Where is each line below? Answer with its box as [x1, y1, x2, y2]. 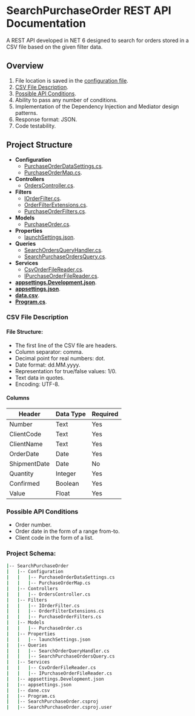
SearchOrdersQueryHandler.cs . [24, 246, 103, 253]
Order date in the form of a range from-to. [15, 528, 120, 535]
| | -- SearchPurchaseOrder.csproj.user [6, 704, 113, 711]
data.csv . [15, 291, 40, 298]
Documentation [6, 16, 87, 30]
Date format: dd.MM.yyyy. [15, 361, 81, 368]
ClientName [9, 439, 43, 448]
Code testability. [15, 122, 56, 129]
